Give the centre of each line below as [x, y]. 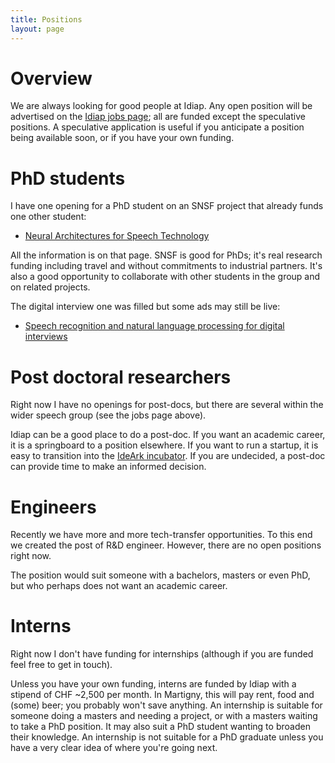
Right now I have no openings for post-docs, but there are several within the [167, 405]
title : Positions [46, 19]
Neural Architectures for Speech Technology [117, 236]
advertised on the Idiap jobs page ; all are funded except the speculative [158, 117]
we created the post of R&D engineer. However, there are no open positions [166, 545]
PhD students [68, 178]
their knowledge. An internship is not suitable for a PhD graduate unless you [167, 737]
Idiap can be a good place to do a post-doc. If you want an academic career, [168, 435]
